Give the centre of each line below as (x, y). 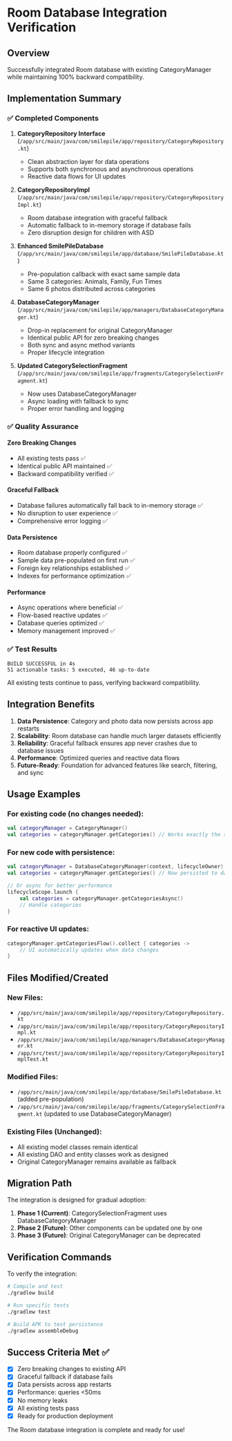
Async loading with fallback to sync (78, 401)
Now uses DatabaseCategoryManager (82, 394)
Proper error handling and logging (76, 408)
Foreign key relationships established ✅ (73, 568)
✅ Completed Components (53, 118)
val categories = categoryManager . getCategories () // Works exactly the (114, 835)
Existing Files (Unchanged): (55, 1132)
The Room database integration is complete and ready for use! (96, 1429)
